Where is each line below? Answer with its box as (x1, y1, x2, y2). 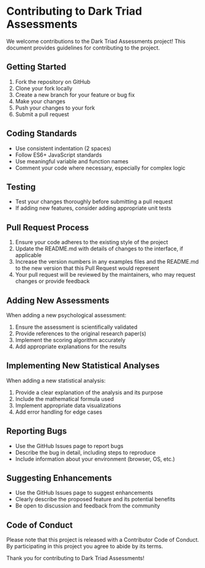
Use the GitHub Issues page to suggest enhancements (15, 489, 154, 496)
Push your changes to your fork (15, 104, 95, 111)
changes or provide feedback (15, 277, 90, 285)
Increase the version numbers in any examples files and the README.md (15, 258, 199, 266)
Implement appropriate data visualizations (15, 402, 121, 409)
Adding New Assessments (6, 295, 110, 305)
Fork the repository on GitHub (15, 78, 91, 85)
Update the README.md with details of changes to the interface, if (15, 245, 184, 252)
